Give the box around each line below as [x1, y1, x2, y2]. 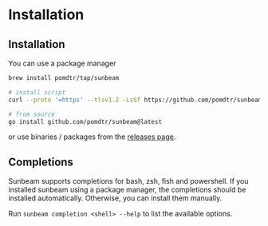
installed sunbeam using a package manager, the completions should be [8, 185, 246, 195]
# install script [8, 88, 66, 97]
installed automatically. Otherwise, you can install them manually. [8, 193, 223, 203]
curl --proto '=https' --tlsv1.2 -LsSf [8, 96, 141, 104]
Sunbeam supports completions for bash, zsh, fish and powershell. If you [8, 176, 249, 186]
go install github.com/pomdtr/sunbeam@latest [8, 117, 162, 125]
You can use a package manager [8, 58, 116, 68]
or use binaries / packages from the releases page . [8, 132, 176, 141]
